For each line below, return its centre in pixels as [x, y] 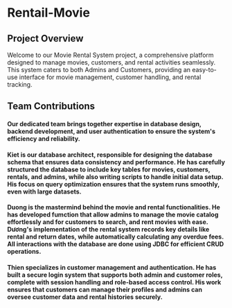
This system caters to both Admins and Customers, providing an [99, 70]
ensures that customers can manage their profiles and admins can [105, 289]
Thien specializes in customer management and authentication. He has [112, 267]
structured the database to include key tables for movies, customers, [109, 169]
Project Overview [45, 38]
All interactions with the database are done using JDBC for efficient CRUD [116, 244]
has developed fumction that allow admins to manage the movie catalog [113, 215]
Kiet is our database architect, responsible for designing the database [110, 155]
